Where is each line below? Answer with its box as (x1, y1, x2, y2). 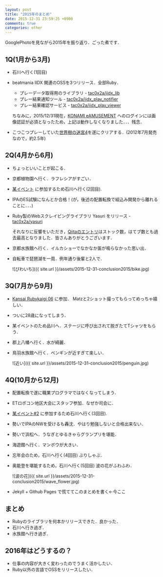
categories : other (5, 26, 42, 30)
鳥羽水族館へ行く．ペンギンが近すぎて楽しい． (12, 349, 106, 356)
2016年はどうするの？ (5, 547, 72, 555)
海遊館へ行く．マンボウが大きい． (12, 442, 81, 448)
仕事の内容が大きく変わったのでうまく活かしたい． (12, 560, 115, 566)
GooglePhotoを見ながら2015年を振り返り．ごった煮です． (5, 40, 122, 46)
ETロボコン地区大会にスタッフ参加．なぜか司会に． (12, 400, 116, 406)
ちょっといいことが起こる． (12, 165, 68, 171)
